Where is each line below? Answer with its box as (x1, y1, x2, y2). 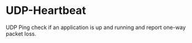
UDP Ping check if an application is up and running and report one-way (6, 24, 186, 31)
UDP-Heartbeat (6, 4, 86, 18)
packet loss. (6, 30, 37, 37)
